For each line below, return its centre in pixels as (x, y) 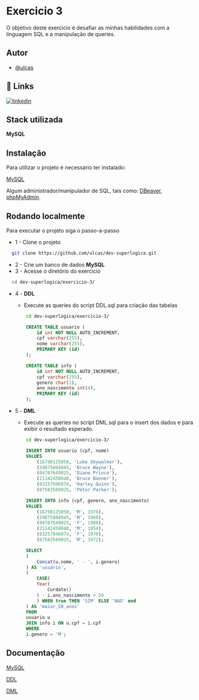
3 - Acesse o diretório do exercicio (58, 271)
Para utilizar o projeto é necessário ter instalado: (66, 168)
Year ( (43, 584)
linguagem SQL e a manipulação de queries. (61, 34)
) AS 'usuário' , (46, 567)
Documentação (35, 653)
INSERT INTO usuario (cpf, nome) (68, 451)
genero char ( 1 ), (57, 383)
